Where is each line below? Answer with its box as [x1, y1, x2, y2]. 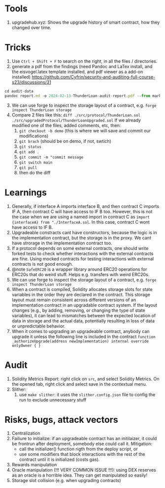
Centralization [11, 430, 40, 436]
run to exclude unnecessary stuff [19, 397, 87, 403]
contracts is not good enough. [11, 261, 73, 267]
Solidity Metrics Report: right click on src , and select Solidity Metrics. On [11, 376, 160, 382]
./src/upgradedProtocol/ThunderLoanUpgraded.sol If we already [11, 117, 141, 123]
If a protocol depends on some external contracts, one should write [11, 245, 149, 251]
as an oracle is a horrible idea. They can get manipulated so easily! [11, 472, 148, 478]
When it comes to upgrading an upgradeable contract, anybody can [11, 328, 150, 334]
